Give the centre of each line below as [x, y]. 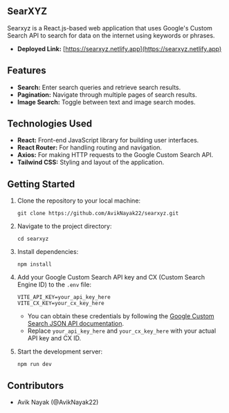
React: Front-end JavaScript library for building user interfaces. [108, 140]
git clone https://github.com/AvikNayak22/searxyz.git [98, 214]
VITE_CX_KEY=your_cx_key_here [61, 304]
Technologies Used [49, 124]
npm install [34, 265]
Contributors [36, 386]
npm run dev [34, 365]
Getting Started [41, 184]
